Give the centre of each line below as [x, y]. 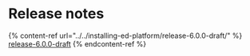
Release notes [56, 14]
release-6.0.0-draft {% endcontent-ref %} [77, 43]
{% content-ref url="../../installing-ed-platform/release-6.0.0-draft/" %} [125, 35]
